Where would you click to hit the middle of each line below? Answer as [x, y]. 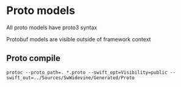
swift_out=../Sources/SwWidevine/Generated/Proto [71, 78]
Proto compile [34, 58]
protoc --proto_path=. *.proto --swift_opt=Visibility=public [87, 72]
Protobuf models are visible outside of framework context [79, 39]
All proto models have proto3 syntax [52, 27]
